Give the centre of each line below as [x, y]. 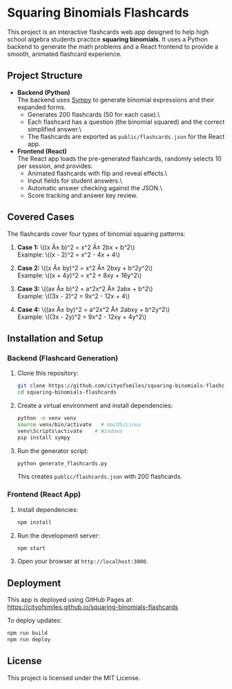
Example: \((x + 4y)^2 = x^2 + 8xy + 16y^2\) [79, 275]
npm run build [28, 633]
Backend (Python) [43, 92]
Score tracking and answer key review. [83, 195]
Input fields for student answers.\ [75, 181]
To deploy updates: [35, 621]
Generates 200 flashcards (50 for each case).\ [94, 114]
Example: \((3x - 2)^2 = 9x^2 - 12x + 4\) [73, 296]
